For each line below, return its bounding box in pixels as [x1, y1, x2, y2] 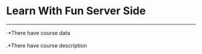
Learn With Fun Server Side [6, 4, 146, 18]
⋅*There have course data [6, 29, 70, 36]
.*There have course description [6, 42, 87, 49]
